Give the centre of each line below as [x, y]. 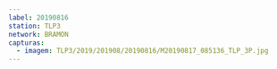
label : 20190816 [38, 17]
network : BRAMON [38, 34]
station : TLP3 [35, 26]
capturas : [27, 43]
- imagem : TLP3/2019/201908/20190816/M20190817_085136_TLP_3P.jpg [143, 51]
